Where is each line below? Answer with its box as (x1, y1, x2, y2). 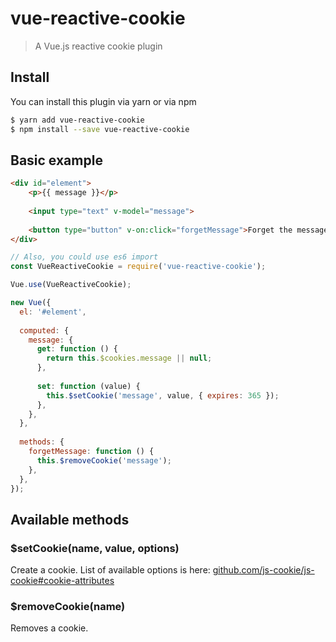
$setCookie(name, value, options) (10, 541, 180, 555)
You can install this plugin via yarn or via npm (10, 95, 197, 107)
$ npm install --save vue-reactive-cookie (10, 124, 190, 134)
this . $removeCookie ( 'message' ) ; (36, 455, 172, 466)
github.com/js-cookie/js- (212, 564, 315, 576)
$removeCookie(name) (10, 600, 126, 614)
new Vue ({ (10, 298, 52, 308)
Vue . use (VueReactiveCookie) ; (10, 280, 132, 290)
